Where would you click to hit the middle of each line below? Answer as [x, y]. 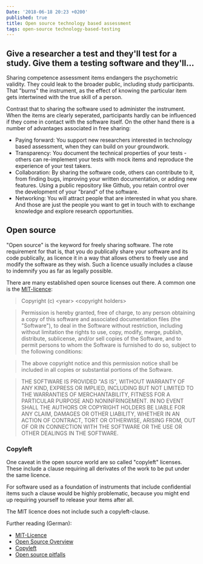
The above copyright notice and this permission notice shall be [100, 363]
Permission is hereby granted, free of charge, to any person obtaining [108, 312]
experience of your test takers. [53, 166]
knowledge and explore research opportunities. [74, 211]
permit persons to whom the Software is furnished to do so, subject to [109, 345]
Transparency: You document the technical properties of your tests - [101, 153]
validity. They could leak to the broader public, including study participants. [100, 84]
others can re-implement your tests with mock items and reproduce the [104, 159]
